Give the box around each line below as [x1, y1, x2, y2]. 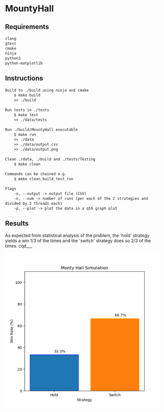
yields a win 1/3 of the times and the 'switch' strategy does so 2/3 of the [5, 237, 151, 244]
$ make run [14, 132, 36, 137]
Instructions [5, 74, 43, 83]
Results [5, 220, 29, 228]
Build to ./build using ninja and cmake [5, 88, 89, 93]
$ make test [14, 112, 38, 117]
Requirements [5, 23, 49, 31]
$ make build [14, 93, 41, 97]
